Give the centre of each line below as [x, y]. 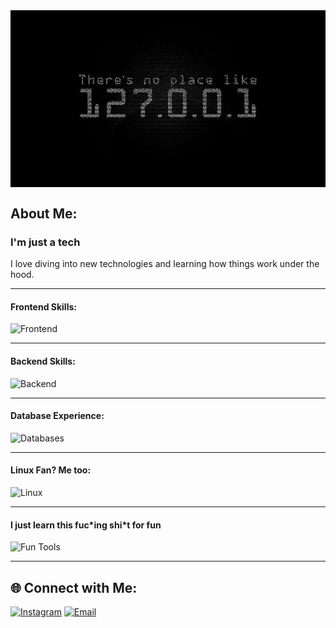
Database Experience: [57, 416]
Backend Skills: [43, 361]
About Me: [44, 213]
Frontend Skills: [43, 306]
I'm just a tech [45, 242]
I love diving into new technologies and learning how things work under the [165, 264]
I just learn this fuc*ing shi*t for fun [86, 525]
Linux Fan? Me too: [51, 470]
